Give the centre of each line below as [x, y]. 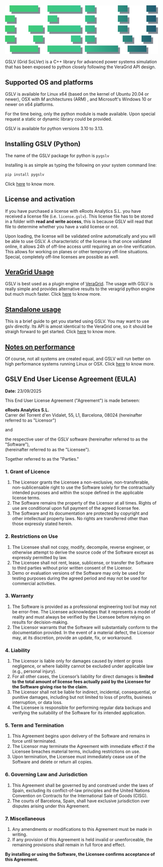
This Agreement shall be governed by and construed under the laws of [83, 785]
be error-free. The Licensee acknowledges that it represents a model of [84, 612]
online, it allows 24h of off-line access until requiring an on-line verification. [81, 246]
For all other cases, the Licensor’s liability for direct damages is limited [83, 677]
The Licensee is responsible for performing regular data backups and [81, 707]
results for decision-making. [40, 622]
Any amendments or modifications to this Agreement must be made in [82, 829]
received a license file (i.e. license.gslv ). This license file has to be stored [79, 216]
